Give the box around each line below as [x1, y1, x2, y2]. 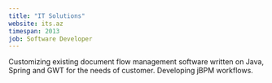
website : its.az [8, 20, 64, 28]
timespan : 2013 [8, 27, 60, 35]
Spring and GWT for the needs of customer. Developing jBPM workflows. [8, 66, 254, 76]
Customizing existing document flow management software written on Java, [8, 57, 265, 67]
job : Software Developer [8, 34, 93, 43]
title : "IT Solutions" [8, 11, 86, 20]
